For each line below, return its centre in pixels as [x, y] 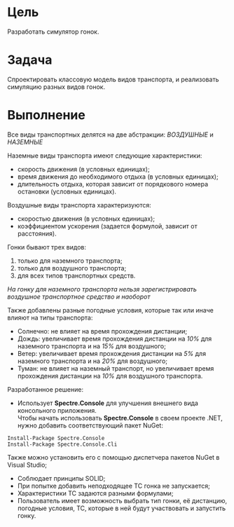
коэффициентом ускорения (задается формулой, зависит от [107, 226]
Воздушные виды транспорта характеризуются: [80, 205]
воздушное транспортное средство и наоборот [79, 296]
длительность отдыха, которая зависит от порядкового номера [113, 184]
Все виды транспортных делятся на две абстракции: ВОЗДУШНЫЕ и [110, 135]
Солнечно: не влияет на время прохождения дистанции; [102, 331]
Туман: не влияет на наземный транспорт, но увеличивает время [116, 368]
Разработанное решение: [46, 389]
